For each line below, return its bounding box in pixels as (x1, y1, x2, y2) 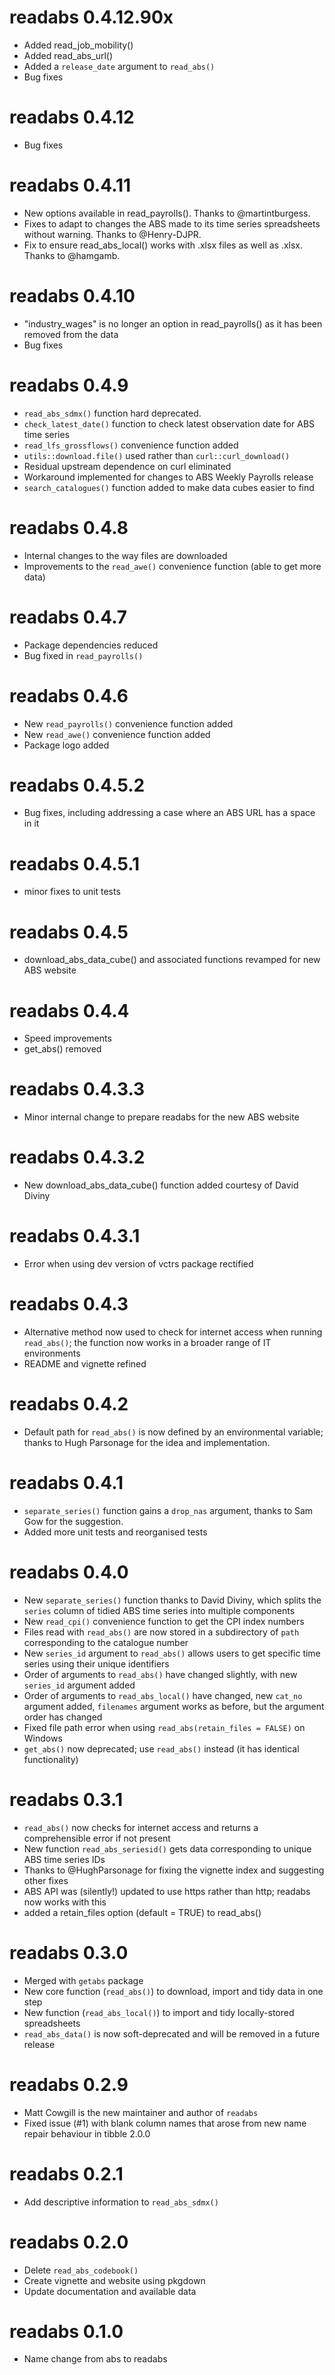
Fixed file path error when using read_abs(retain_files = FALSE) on (23, 1721, 306, 1733)
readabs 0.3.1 (9, 1789, 123, 1811)
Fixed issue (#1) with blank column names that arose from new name (23, 2117, 307, 2129)
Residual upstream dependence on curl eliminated (23, 460, 232, 472)
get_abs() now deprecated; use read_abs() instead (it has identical (23, 1742, 300, 1755)
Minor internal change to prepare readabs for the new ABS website (23, 1111, 300, 1123)
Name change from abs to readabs (23, 2353, 168, 2365)
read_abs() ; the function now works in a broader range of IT (23, 1337, 272, 1348)
